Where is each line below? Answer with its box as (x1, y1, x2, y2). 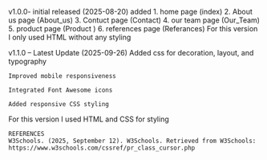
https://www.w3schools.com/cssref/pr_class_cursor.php (8, 144, 196, 152)
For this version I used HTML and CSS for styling (8, 114, 170, 124)
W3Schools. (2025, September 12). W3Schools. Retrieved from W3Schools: (8, 137, 257, 145)
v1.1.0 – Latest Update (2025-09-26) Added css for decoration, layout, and (8, 48, 254, 57)
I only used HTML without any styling (8, 32, 131, 42)
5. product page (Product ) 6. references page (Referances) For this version (8, 24, 258, 33)
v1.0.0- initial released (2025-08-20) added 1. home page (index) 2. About (8, 7, 253, 16)
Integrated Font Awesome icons (8, 86, 113, 94)
